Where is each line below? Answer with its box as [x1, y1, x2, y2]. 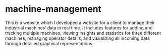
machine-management [5, 3, 102, 15]
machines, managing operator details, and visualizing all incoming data [5, 35, 150, 41]
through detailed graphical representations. [5, 40, 94, 46]
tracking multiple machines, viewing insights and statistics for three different [5, 30, 161, 36]
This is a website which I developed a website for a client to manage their [5, 20, 155, 25]
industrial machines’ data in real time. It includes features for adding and [5, 25, 153, 30]
